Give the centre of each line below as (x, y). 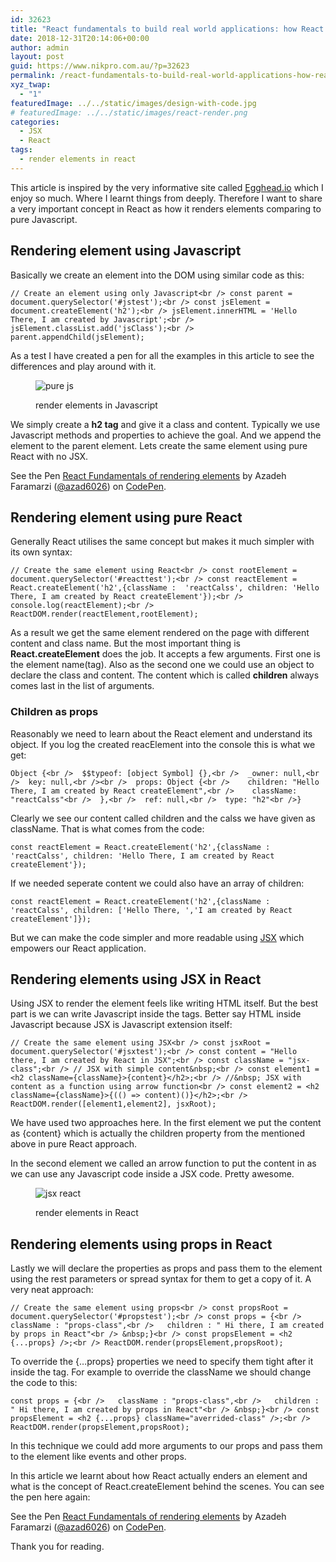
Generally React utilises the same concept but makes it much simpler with (162, 542)
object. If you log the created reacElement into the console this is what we (163, 744)
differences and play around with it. (83, 366)
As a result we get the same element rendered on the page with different (160, 633)
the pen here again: (50, 1497)
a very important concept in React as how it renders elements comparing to (166, 208)
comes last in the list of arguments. (82, 686)
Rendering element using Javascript (126, 251)
